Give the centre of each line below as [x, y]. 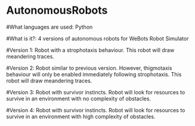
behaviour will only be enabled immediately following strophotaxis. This [94, 74]
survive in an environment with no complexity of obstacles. [78, 99]
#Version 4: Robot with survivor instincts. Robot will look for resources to [96, 110]
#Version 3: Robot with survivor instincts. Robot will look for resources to [96, 92]
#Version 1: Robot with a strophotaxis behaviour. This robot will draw [90, 50]
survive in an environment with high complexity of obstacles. [81, 116]
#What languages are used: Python [49, 27]
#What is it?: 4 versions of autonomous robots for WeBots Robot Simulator [97, 38]
